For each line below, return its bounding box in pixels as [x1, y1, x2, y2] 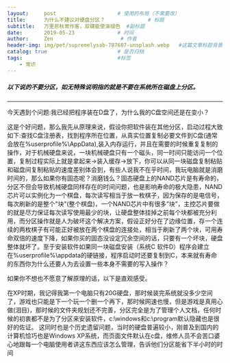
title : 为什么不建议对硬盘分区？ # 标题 [7, 16, 164, 23]
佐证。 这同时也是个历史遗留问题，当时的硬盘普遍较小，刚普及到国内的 [18, 323, 219, 331]
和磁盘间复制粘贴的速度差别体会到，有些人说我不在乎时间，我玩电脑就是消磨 [7, 165, 223, 173]
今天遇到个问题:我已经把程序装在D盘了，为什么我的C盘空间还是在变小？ [7, 108, 210, 116]
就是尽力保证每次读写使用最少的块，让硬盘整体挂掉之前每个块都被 [12, 208, 199, 216]
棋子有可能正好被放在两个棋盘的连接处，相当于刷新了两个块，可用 [30, 225, 217, 234]
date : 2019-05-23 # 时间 [7, 29, 134, 36]
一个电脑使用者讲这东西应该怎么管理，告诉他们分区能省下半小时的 [30, 340, 217, 348]
